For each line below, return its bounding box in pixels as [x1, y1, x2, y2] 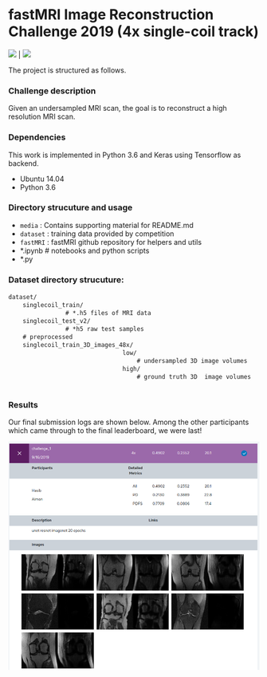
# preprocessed [22, 333, 73, 341]
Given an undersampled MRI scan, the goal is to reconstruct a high [8, 104, 227, 113]
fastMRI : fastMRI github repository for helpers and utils [19, 237, 202, 246]
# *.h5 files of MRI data [65, 309, 151, 317]
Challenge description [8, 85, 96, 96]
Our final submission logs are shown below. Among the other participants [8, 417, 249, 427]
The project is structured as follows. [8, 65, 127, 75]
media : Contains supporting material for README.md [19, 220, 194, 230]
